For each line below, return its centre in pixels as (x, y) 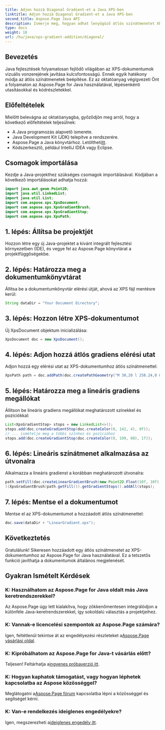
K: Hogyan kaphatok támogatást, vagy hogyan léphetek (73, 676)
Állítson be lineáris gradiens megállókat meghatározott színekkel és (73, 410)
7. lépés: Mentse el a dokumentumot (62, 502)
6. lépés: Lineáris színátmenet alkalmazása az (77, 453)
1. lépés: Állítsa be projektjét (49, 232)
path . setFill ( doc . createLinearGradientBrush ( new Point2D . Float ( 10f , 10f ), (83, 482)
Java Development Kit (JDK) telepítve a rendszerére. (65, 137)
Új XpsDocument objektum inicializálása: (46, 330)
